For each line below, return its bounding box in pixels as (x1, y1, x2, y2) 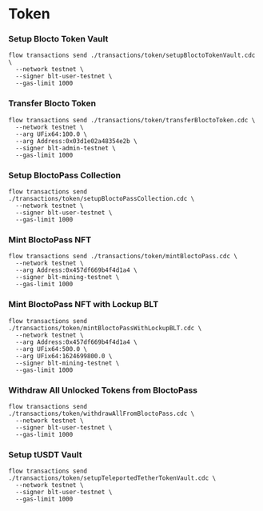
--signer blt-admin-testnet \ (15, 144, 116, 152)
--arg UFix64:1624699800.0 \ (15, 352, 113, 360)
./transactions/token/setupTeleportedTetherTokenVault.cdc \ (8, 474, 217, 482)
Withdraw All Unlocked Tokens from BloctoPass (8, 385, 198, 396)
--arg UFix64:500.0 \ (15, 345, 88, 353)
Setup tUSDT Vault (8, 449, 82, 460)
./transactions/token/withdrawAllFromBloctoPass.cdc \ (8, 409, 195, 417)
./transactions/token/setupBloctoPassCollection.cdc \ (8, 195, 195, 203)
